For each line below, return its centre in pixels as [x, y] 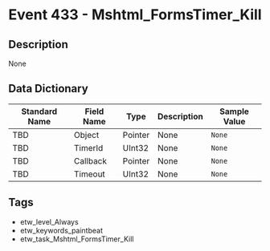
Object [86, 135]
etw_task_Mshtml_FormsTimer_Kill [77, 239]
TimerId [88, 148]
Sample [234, 111]
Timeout [90, 174]
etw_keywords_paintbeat [61, 230]
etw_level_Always [49, 221]
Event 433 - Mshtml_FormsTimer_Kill [135, 15]
